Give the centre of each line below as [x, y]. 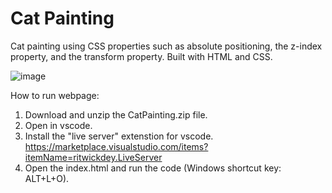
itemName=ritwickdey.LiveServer [93, 157]
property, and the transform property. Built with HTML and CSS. [141, 56]
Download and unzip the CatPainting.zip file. [116, 114]
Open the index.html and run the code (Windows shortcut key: [153, 168]
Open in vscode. [58, 125]
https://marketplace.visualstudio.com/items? [116, 146]
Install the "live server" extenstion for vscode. [119, 136]
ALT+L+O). [47, 178]
